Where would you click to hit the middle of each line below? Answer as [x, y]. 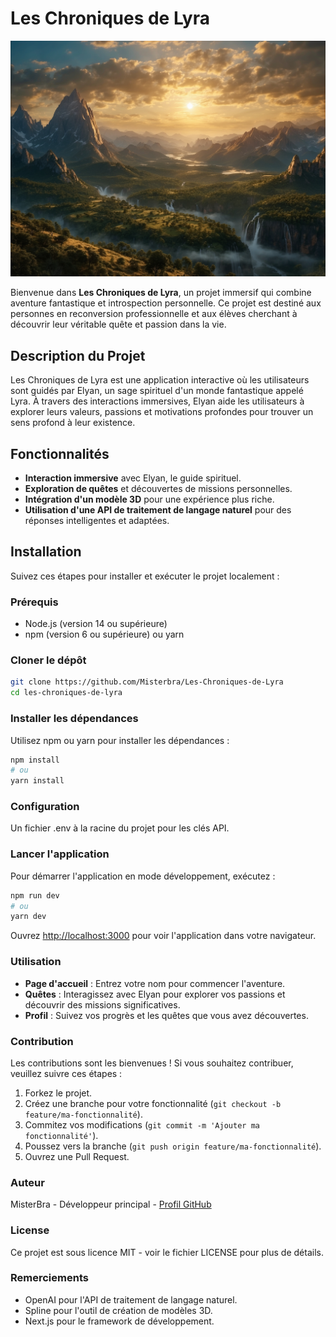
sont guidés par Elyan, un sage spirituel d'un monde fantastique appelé [157, 391]
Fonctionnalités [60, 453]
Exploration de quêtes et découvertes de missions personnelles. [158, 489]
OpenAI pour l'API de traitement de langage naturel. [131, 1299]
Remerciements [49, 1278]
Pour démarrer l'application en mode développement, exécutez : [143, 876]
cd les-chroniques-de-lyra [66, 693]
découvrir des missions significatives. [102, 1004]
